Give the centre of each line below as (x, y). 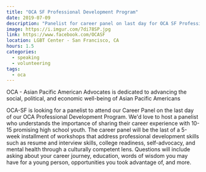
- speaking (26, 58)
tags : (13, 69)
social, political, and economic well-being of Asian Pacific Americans (93, 99)
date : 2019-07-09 (29, 18)
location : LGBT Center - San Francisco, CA (63, 40)
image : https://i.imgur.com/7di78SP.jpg (59, 29)
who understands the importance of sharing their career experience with (98, 124)
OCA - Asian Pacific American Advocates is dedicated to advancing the (97, 92)
